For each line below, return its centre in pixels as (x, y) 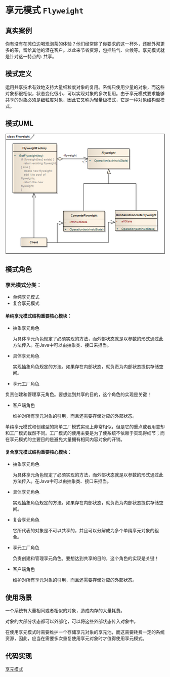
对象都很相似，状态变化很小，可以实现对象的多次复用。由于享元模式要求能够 (85, 93)
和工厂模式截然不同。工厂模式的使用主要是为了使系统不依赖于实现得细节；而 (85, 433)
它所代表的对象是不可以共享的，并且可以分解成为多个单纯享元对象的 (83, 531)
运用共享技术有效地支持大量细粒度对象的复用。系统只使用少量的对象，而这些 (85, 87)
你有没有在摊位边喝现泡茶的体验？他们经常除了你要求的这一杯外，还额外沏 (83, 44)
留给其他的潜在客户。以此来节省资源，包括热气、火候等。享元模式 (91, 50)
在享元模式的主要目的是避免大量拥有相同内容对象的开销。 (65, 440)
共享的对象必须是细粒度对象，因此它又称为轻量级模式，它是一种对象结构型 (83, 100)
